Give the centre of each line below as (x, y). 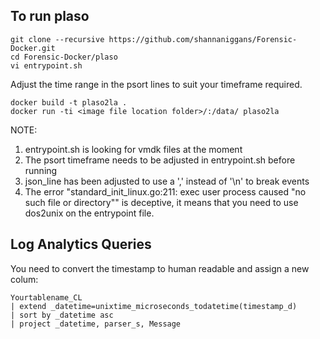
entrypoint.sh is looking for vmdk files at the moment (133, 149)
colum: (24, 279)
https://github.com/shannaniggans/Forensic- (203, 39)
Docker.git (33, 48)
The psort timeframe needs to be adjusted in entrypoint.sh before (160, 160)
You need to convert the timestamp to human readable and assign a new (160, 268)
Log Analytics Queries (81, 244)
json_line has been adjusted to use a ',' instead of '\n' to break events (167, 181)
